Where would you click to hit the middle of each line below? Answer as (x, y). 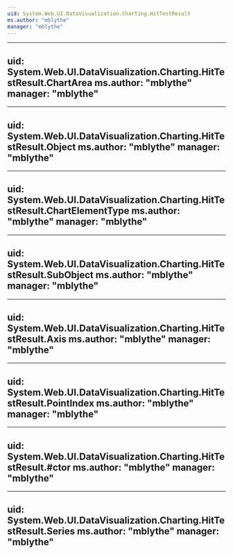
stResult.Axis (37, 340)
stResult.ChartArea (50, 83)
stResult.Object (42, 147)
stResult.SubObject (50, 275)
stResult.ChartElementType (68, 211)
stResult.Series (41, 531)
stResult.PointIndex (51, 403)
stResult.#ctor (39, 467)
